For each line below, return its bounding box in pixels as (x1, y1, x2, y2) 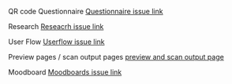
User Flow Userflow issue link (8, 37, 105, 46)
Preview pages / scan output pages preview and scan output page (8, 53, 225, 61)
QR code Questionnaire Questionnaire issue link (8, 7, 163, 16)
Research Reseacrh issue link (8, 22, 104, 31)
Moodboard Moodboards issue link (8, 68, 122, 77)
